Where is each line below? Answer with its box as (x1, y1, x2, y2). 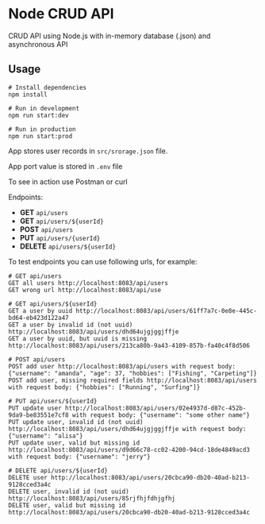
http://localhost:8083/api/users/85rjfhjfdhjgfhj (8, 494, 176, 503)
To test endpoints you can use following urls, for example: (8, 256, 198, 266)
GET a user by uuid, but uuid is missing (8, 334, 148, 342)
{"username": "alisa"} (8, 432, 83, 440)
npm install (8, 91, 48, 98)
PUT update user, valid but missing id (8, 438, 140, 447)
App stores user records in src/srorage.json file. (8, 146, 168, 156)
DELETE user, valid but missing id (8, 501, 126, 509)
